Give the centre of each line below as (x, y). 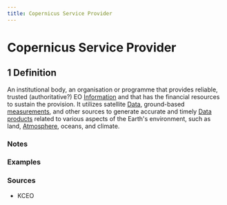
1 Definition (32, 73)
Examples (24, 162)
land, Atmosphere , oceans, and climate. (63, 126)
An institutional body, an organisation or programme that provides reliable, (113, 89)
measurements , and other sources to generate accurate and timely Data (109, 111)
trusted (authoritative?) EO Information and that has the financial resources (113, 96)
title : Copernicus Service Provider (60, 13)
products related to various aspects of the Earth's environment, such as (109, 118)
